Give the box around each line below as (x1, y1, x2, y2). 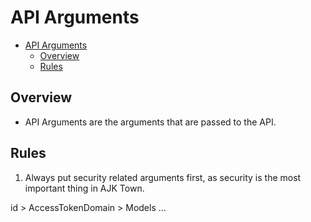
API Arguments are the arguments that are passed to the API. (24, 116, 277, 128)
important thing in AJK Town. (24, 182, 145, 194)
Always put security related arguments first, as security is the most (24, 171, 302, 183)
